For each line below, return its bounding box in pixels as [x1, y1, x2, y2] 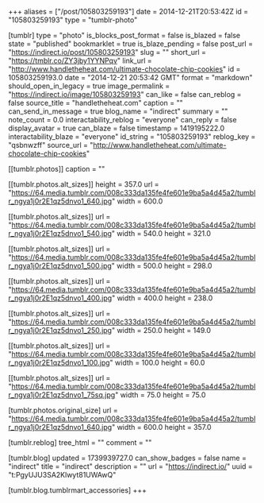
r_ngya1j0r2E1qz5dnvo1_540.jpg [8, 229, 113, 238]
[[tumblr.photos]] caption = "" [8, 164, 105, 173]
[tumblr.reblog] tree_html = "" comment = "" [8, 438, 152, 447]
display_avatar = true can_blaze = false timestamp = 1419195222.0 [8, 123, 224, 133]
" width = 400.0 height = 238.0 [111, 293, 213, 303]
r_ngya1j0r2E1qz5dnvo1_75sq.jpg [8, 390, 116, 400]
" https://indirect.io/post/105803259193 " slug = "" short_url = [8, 48, 206, 56]
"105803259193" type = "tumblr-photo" [8, 15, 138, 25]
